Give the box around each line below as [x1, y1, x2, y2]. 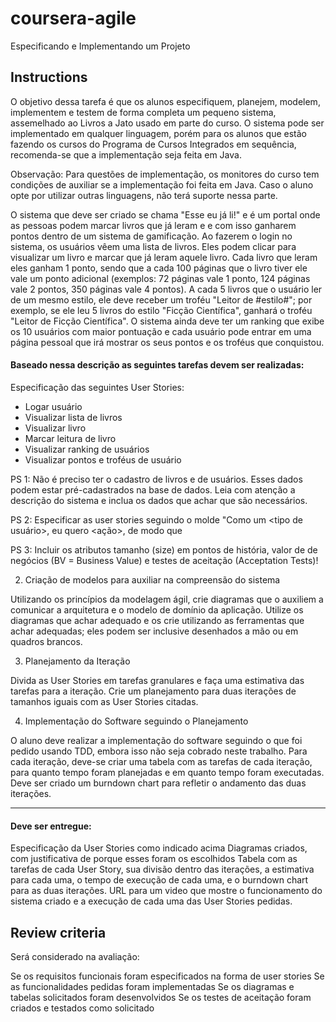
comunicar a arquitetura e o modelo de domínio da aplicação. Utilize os [10, 603, 304, 616]
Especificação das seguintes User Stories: [10, 381, 185, 393]
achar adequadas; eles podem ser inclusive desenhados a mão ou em [10, 625, 299, 637]
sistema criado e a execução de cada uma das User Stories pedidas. [10, 895, 293, 907]
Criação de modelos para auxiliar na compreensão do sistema [24, 573, 281, 586]
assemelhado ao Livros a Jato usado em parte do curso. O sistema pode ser [10, 117, 325, 129]
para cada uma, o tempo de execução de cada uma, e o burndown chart [10, 874, 309, 886]
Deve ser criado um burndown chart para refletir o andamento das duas [10, 777, 307, 789]
